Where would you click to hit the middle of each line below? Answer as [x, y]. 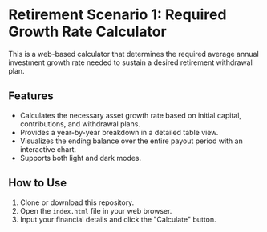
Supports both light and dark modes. [81, 158]
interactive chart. [48, 149]
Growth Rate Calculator [87, 32]
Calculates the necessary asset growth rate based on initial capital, [131, 115]
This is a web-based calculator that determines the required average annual [133, 54]
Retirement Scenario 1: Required [117, 15]
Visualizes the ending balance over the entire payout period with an [131, 141]
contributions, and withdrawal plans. [80, 124]
